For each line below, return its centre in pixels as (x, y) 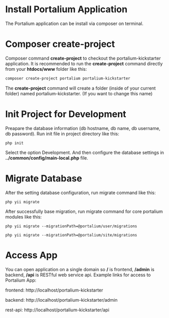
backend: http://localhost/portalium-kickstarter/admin (61, 300)
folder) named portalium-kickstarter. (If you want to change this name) (79, 93)
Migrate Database (44, 178)
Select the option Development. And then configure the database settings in (84, 152)
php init (14, 143)
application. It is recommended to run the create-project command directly (84, 63)
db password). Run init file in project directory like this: (62, 134)
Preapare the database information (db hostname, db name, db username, (83, 128)
